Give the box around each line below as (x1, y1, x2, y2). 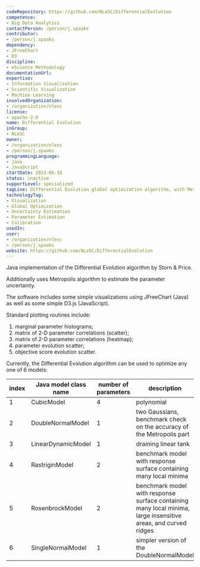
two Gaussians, (136, 407, 179, 416)
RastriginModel (30, 461, 73, 469)
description (148, 384, 182, 393)
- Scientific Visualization (6, 87, 76, 93)
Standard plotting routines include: (6, 311, 91, 318)
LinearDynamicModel (30, 440, 91, 448)
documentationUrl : (6, 70, 52, 76)
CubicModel (30, 398, 65, 406)
